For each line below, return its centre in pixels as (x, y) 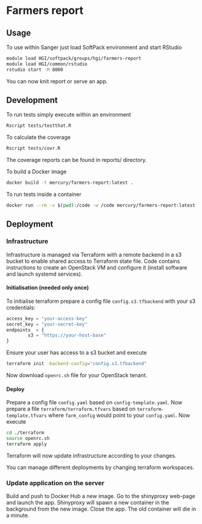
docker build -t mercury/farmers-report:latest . (70, 183)
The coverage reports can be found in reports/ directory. (77, 160)
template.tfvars (27, 416)
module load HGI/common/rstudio (47, 64)
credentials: (21, 307)
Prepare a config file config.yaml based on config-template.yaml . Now (94, 403)
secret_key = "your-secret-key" (47, 324)
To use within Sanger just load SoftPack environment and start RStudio (94, 47)
